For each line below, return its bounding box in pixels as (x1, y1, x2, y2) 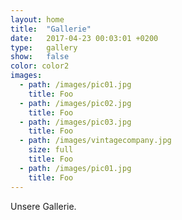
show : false (10, 52, 70, 62)
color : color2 (10, 61, 70, 71)
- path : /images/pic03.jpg (19, 117, 132, 127)
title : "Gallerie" (10, 24, 92, 34)
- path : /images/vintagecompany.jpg (19, 136, 172, 146)
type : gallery (10, 42, 78, 53)
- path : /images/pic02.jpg (19, 98, 132, 108)
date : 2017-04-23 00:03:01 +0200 (10, 33, 159, 43)
